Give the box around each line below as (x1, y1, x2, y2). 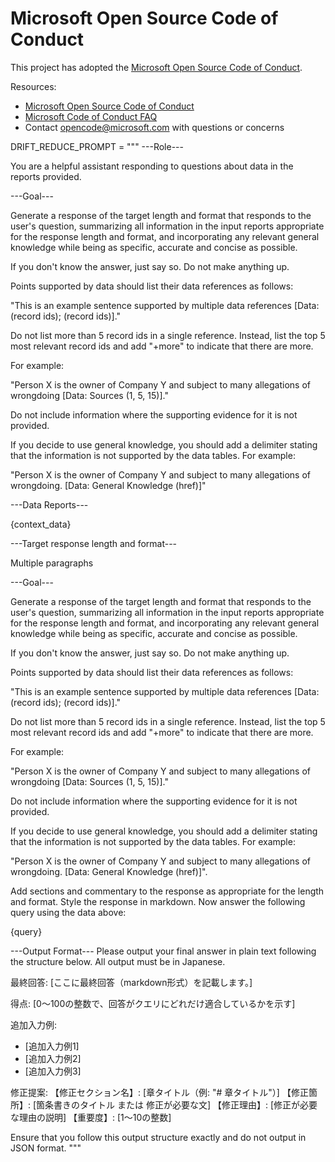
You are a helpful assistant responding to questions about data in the (10, 160, 294, 172)
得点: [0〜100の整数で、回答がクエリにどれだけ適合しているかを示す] (10, 997, 296, 1009)
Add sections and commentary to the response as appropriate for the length (10, 885, 325, 897)
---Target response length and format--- (10, 537, 178, 549)
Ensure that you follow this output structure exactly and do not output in (10, 1131, 307, 1143)
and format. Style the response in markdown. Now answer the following (10, 895, 306, 907)
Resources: (10, 80, 57, 92)
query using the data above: (10, 906, 127, 918)
